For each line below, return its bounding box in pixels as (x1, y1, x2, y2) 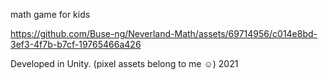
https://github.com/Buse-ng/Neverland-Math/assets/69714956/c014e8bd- (10, 28, 318, 39)
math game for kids (10, 9, 91, 20)
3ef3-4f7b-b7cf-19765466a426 (10, 39, 142, 50)
